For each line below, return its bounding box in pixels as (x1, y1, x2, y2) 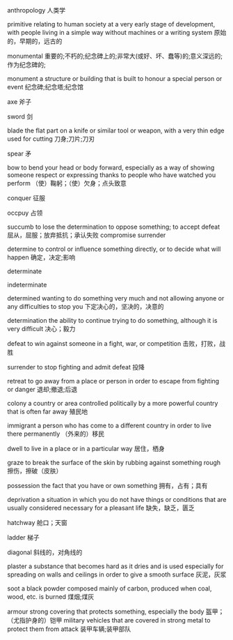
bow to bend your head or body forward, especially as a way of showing (7, 163, 215, 172)
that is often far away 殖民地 (7, 407, 88, 416)
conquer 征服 (7, 194, 45, 202)
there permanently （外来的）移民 (7, 429, 105, 438)
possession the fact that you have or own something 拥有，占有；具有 (7, 482, 208, 489)
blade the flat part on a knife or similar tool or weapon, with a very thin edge (7, 126, 225, 135)
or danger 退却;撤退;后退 (7, 386, 78, 393)
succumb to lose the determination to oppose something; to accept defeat (7, 222, 220, 231)
